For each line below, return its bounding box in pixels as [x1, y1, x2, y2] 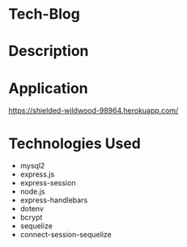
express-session [19, 178, 76, 188]
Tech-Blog [8, 5, 81, 23]
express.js [19, 169, 55, 179]
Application [8, 79, 88, 97]
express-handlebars [19, 195, 88, 205]
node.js [19, 187, 46, 197]
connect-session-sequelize [19, 230, 112, 240]
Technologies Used [8, 134, 142, 152]
